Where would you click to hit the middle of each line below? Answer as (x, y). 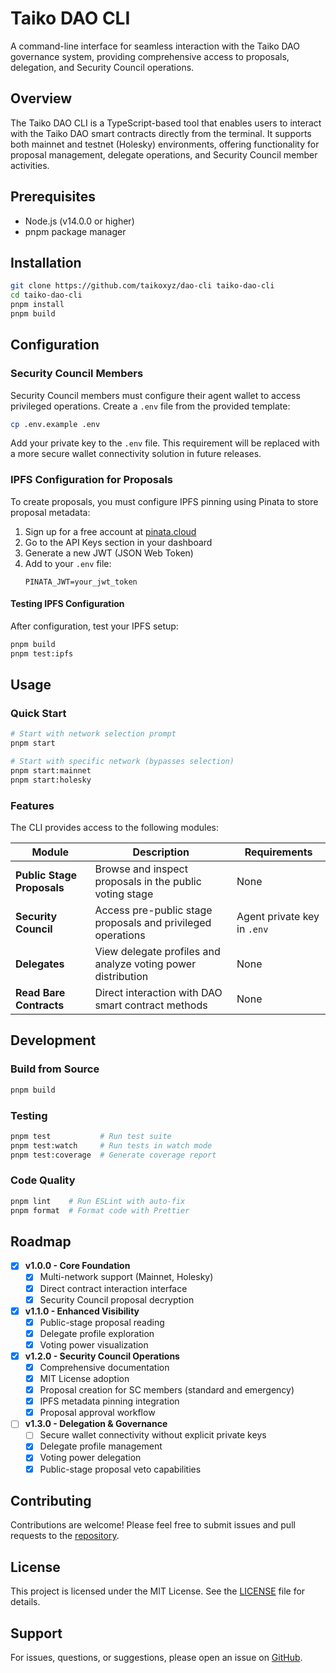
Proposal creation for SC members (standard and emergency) (167, 1390)
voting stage (124, 894)
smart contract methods (151, 1005)
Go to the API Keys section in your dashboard (118, 542)
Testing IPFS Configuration (67, 604)
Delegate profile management (101, 1446)
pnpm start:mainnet (51, 771)
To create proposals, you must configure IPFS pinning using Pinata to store (164, 501)
